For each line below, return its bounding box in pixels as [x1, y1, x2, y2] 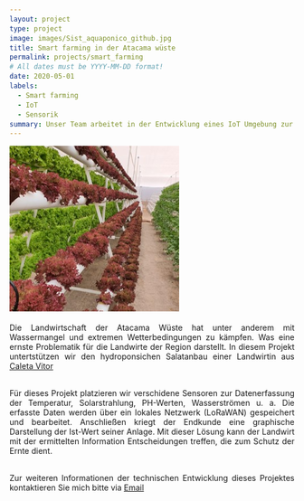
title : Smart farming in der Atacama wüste [9, 43, 176, 52]
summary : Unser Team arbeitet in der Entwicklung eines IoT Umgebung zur [9, 119, 294, 128]
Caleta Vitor [9, 361, 54, 372]
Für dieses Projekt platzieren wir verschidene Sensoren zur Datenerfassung [9, 388, 295, 399]
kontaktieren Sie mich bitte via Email [9, 482, 145, 493]
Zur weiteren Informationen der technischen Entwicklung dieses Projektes [9, 473, 295, 484]
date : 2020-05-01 [9, 72, 75, 81]
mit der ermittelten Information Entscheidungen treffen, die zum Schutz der [9, 436, 295, 447]
